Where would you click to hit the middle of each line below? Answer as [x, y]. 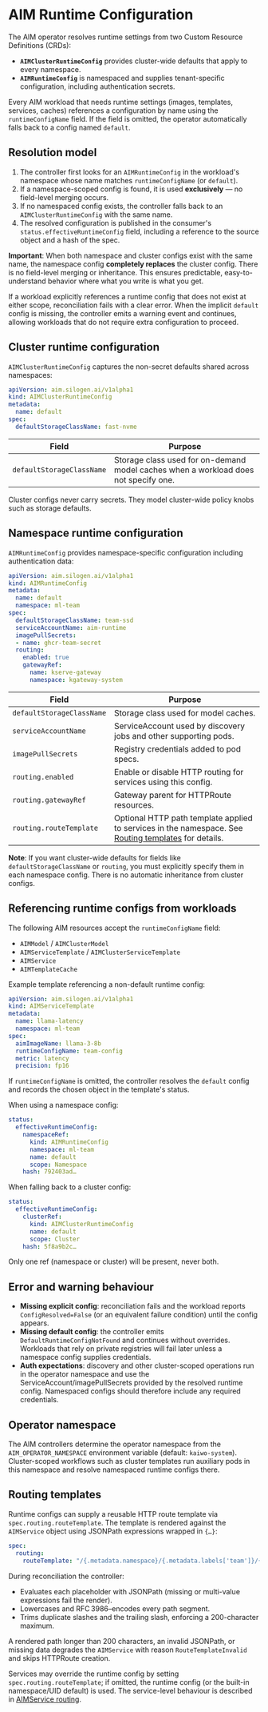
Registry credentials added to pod [178, 748]
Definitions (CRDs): [40, 45]
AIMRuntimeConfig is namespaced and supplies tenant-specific [122, 78]
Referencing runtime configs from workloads [122, 909]
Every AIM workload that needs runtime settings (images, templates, [121, 102]
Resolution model [53, 152]
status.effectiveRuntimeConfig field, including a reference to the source [139, 231]
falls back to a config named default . [69, 127]
